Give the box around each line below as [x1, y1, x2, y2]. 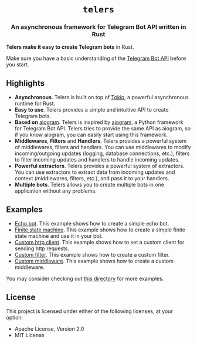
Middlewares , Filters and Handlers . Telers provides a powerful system [14, 137, 186, 144]
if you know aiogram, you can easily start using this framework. [14, 131, 168, 139]
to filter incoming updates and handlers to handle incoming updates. [14, 156, 180, 163]
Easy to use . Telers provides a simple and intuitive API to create [14, 106, 169, 113]
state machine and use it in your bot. [14, 233, 103, 240]
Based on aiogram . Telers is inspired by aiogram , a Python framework [14, 119, 184, 126]
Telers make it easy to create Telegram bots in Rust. [6, 43, 134, 51]
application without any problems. [14, 187, 97, 194]
